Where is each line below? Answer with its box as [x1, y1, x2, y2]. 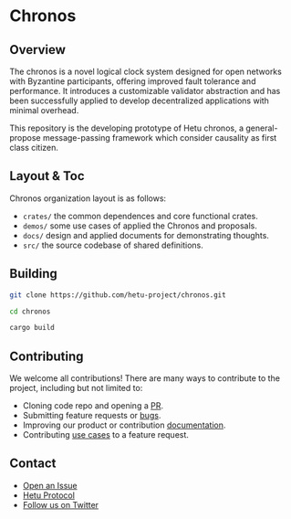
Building [9, 266, 57, 281]
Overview [9, 42, 67, 58]
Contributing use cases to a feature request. [22, 429, 190, 440]
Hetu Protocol [22, 490, 76, 501]
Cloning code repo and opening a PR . [22, 400, 164, 411]
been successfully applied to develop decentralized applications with [9, 95, 269, 106]
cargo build [9, 323, 55, 333]
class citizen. [9, 143, 59, 153]
